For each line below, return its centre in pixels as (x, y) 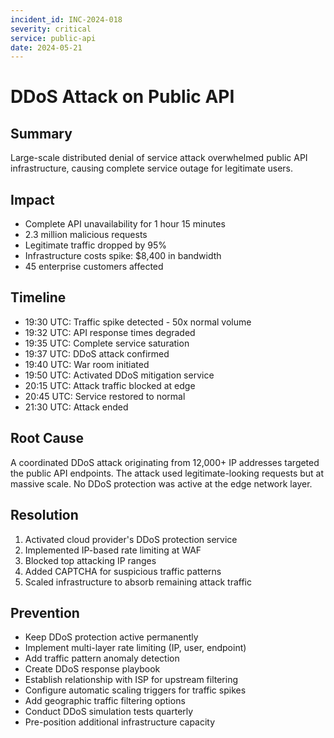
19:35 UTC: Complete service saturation (107, 343)
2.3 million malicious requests (86, 235)
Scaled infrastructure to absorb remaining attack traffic (138, 582)
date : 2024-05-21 (46, 47)
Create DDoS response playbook (92, 669)
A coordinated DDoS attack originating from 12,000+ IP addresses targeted (165, 462)
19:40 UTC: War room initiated (87, 364)
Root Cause (47, 438)
